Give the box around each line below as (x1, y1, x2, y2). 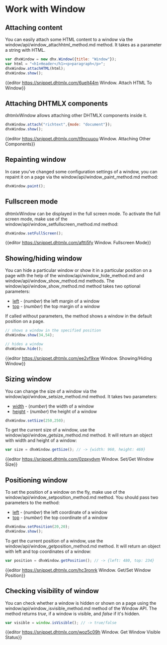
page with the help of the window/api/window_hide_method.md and (5, 273, 145, 279)
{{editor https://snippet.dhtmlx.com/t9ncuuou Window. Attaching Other (5, 136, 151, 142)
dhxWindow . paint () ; (5, 183, 46, 189)
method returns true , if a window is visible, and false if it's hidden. (5, 611, 141, 617)
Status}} (5, 635, 22, 641)
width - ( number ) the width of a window (12, 403, 94, 409)
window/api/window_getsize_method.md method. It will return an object (5, 432, 153, 438)
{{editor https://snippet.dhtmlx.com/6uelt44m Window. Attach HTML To (5, 80, 152, 86)
